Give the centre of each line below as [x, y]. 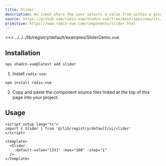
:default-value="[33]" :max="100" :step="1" [61, 150]
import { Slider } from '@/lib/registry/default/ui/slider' [68, 129]
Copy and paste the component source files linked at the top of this [81, 92]
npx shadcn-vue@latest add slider [41, 65]
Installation [23, 53]
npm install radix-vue [28, 83]
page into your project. [36, 97]
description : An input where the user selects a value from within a [78, 14]
